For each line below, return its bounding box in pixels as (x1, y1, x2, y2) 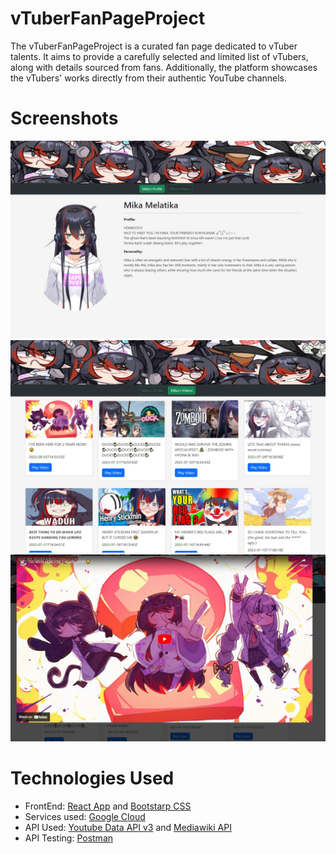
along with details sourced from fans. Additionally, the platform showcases (10, 61, 318, 73)
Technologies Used (10, 767, 175, 789)
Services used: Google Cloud (24, 810, 146, 822)
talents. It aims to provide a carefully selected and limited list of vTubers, (10, 50, 309, 62)
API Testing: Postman (24, 832, 114, 844)
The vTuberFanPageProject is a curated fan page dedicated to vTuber (10, 40, 298, 52)
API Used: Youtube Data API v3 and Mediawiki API (24, 821, 232, 833)
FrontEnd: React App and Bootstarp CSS (24, 800, 192, 812)
